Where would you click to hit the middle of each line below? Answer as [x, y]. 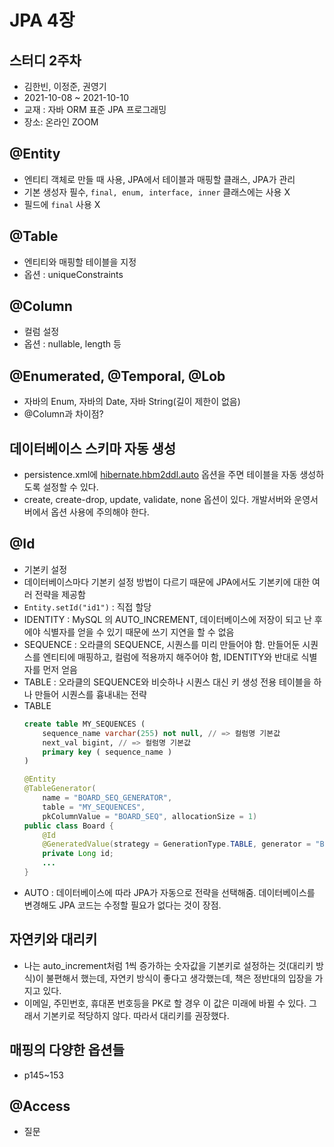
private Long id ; [78, 854]
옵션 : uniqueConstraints [73, 274]
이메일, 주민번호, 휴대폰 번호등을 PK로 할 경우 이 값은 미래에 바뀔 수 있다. [165, 1003]
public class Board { [69, 826]
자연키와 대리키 [53, 939]
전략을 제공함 [60, 594]
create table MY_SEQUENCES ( [84, 724]
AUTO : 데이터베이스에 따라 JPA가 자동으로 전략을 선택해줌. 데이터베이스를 [169, 892]
